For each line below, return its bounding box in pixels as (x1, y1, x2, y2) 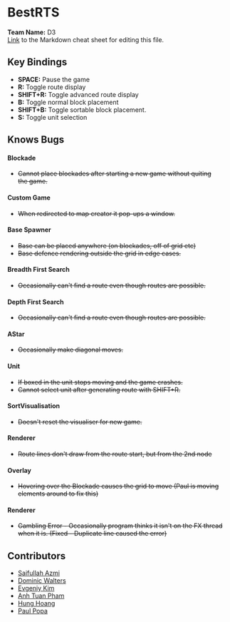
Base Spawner (7, 225, 51, 234)
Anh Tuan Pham (17, 591, 65, 600)
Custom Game (7, 193, 51, 202)
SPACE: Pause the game (17, 75, 90, 83)
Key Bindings (7, 56, 68, 68)
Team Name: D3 (7, 28, 56, 36)
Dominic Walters (17, 576, 66, 585)
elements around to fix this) (17, 489, 99, 498)
